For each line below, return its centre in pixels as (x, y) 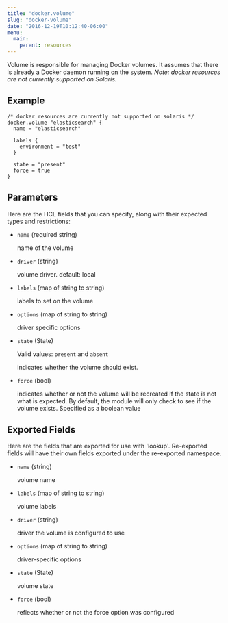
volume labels (37, 507)
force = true (32, 170)
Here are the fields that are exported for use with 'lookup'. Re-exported (107, 446)
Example (26, 101)
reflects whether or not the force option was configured (96, 613)
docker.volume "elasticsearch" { (55, 123)
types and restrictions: (39, 221)
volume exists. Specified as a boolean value (79, 408)
